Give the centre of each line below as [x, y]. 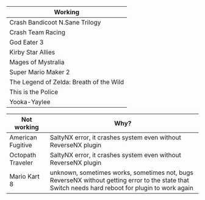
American [23, 137]
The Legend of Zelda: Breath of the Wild [67, 82]
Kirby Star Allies [32, 52]
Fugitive [21, 145]
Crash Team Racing [38, 32]
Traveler [21, 163]
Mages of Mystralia [37, 62]
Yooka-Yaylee [30, 102]
